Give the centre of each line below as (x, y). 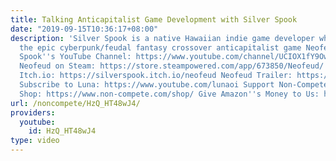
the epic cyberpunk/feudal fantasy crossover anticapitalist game (160, 47)
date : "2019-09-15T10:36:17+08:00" (84, 29)
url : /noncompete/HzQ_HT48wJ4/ (75, 103)
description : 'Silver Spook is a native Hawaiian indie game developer (162, 38)
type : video (35, 141)
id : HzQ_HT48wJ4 (62, 131)
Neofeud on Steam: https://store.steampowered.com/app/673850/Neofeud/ (172, 66)
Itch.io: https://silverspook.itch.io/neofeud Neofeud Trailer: (156, 76)
